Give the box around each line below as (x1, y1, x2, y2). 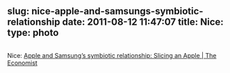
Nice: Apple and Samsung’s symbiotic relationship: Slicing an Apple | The (7, 51, 217, 59)
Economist (7, 59, 38, 67)
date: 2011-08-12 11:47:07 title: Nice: (62, 17, 224, 28)
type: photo (7, 27, 59, 39)
